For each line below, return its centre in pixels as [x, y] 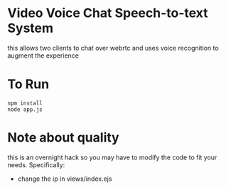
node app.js [25, 109]
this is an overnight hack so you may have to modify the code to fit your [112, 157]
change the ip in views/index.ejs [65, 179]
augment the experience [43, 56]
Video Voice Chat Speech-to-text [108, 13]
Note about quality [63, 138]
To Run [28, 84]
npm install [25, 103]
